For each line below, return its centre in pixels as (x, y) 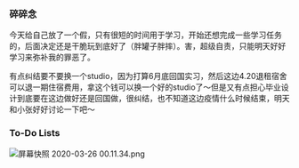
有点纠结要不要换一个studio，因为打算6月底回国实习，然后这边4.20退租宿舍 (148, 76)
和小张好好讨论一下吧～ (52, 109)
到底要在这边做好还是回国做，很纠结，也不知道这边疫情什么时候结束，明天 (153, 99)
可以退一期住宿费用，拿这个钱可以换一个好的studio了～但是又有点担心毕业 (145, 87)
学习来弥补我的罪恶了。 (52, 57)
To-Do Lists (35, 133)
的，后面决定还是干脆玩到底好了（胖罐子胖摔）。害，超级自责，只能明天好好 (148, 46)
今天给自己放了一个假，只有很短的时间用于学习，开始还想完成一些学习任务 (145, 35)
